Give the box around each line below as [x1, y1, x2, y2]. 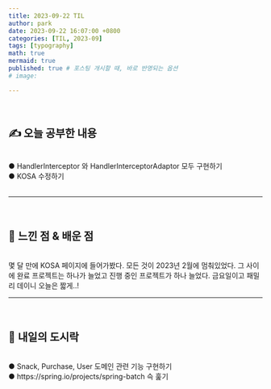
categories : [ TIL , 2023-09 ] [8, 34, 103, 43]
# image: [8, 72, 38, 80]
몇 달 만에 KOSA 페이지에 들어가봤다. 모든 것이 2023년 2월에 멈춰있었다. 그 [8, 261, 244, 270]
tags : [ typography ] [8, 42, 74, 50]
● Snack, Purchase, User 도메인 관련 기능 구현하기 [8, 362, 173, 371]
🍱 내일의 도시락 [8, 330, 79, 344]
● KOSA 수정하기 [8, 171, 65, 182]
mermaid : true [8, 57, 56, 65]
